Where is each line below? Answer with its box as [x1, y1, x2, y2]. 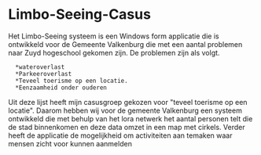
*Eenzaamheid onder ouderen [15, 84, 108, 92]
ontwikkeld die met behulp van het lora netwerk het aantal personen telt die [8, 114, 253, 123]
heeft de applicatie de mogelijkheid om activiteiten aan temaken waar [8, 131, 233, 140]
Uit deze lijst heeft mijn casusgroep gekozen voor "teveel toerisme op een [8, 97, 248, 106]
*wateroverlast [15, 63, 65, 71]
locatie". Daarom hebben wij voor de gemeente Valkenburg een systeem [8, 106, 242, 115]
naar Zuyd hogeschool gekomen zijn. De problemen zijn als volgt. [8, 48, 220, 57]
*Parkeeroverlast [15, 70, 72, 77]
